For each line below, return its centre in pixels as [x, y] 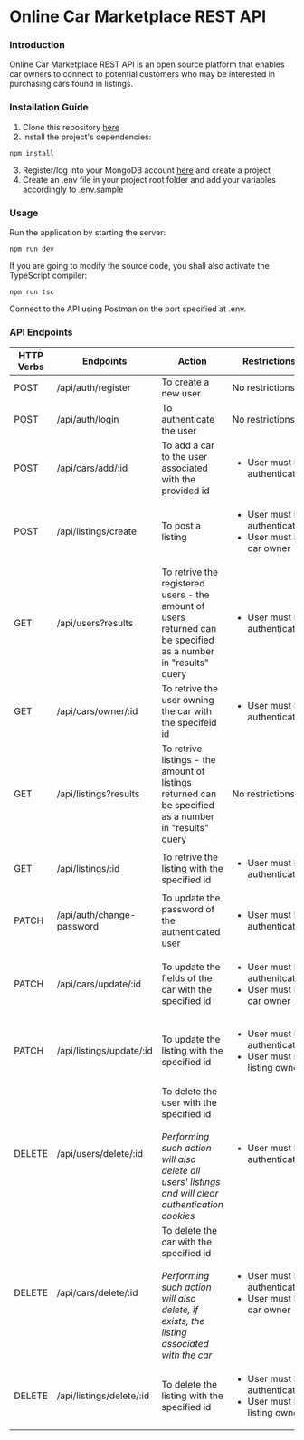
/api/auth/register [94, 388]
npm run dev [32, 249]
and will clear [190, 1194]
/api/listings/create [97, 531]
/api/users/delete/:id [100, 1154]
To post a [181, 526]
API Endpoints [41, 332]
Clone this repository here [71, 127]
